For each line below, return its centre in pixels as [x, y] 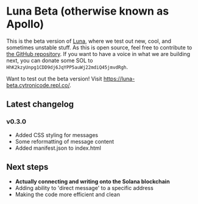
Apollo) [25, 24]
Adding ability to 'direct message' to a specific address [84, 188]
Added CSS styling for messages [57, 135]
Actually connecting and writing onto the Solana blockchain [92, 181]
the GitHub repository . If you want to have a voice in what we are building [98, 54]
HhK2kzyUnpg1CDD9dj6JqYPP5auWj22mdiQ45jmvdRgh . [67, 67]
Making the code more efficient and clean [68, 195]
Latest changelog [40, 104]
